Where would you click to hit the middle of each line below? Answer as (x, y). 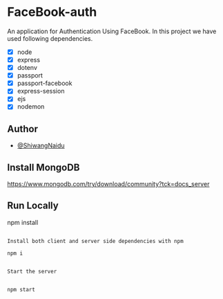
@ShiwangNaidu (41, 145)
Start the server (32, 271)
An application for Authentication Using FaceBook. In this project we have (112, 31)
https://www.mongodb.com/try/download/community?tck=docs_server (108, 184)
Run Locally (33, 206)
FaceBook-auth (52, 12)
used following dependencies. (50, 38)
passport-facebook (45, 83)
